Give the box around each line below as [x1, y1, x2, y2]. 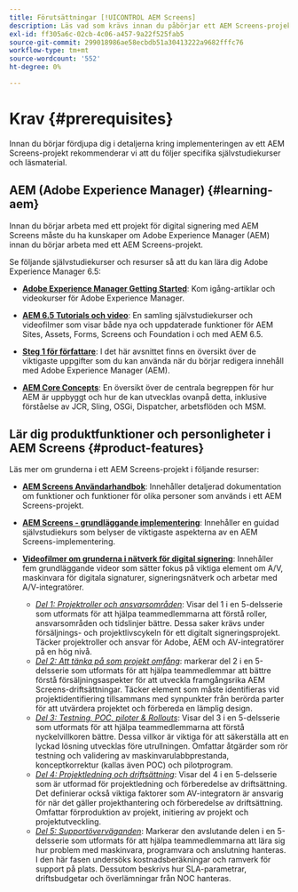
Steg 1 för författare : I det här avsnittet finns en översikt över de [21, 346, 257, 357]
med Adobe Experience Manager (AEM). [21, 365, 170, 375]
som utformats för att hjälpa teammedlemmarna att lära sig [70, 835, 286, 846]
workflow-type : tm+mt [9, 46, 90, 55]
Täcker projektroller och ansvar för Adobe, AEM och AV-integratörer [35, 637, 285, 647]
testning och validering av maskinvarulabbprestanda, [35, 751, 230, 761]
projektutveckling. [35, 816, 102, 827]
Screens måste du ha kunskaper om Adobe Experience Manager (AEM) [9, 229, 271, 240]
